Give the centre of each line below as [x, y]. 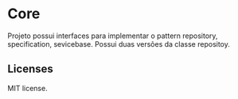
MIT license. [28, 88]
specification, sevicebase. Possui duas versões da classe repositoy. [119, 44]
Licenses [30, 69]
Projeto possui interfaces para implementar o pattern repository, [113, 36]
